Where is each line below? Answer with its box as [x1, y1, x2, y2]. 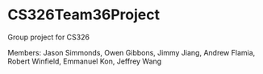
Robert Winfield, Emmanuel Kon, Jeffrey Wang [7, 56, 162, 66]
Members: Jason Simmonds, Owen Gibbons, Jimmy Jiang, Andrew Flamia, [7, 47, 256, 57]
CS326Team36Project [7, 6, 161, 24]
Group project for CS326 [7, 32, 90, 42]
